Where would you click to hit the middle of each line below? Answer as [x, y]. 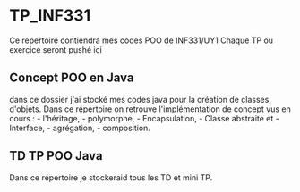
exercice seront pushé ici [56, 49]
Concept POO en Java [72, 78]
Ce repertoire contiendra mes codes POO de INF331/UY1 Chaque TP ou [141, 40]
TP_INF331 [50, 16]
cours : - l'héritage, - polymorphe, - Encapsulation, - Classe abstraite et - [144, 118]
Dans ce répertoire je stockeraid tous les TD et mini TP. [111, 177]
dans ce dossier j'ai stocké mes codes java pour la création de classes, [140, 99]
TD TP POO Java [56, 156]
